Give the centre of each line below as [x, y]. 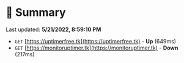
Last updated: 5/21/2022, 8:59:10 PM [53, 29]
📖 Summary [36, 13]
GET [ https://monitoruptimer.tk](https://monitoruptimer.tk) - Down [96, 48]
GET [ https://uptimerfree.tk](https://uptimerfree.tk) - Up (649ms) [95, 41]
